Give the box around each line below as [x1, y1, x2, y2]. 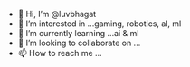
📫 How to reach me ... [17, 48, 102, 58]
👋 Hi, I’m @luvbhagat [17, 9, 97, 19]
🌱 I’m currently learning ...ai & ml [17, 28, 139, 38]
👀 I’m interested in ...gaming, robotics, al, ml [17, 18, 182, 29]
